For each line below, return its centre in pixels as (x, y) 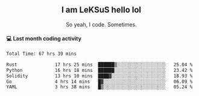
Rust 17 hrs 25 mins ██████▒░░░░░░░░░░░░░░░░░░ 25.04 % (99, 65)
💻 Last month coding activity (44, 39)
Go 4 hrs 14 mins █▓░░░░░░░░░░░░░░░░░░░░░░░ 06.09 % (99, 82)
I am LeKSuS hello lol (101, 10)
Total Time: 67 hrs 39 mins (42, 54)
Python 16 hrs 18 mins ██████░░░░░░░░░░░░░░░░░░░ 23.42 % (99, 70)
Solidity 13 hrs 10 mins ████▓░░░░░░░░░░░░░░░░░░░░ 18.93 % (99, 76)
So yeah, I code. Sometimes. (101, 24)
